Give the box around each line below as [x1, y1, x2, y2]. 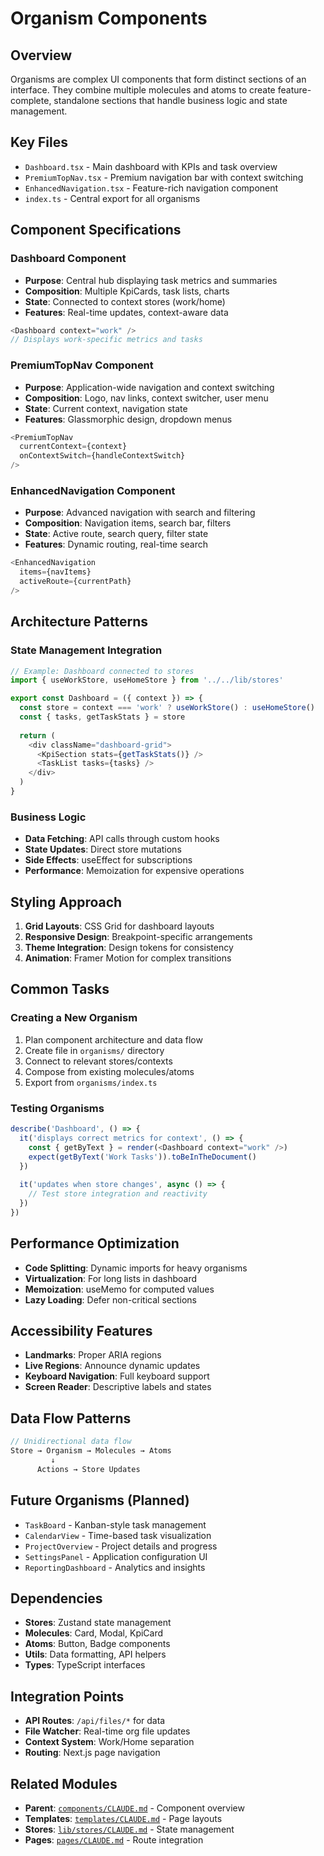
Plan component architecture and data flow [24, 1033, 203, 1046]
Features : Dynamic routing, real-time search [24, 538, 209, 551]
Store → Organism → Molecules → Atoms [10, 1446, 172, 1456]
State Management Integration [10, 643, 163, 657]
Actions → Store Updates [36, 1464, 141, 1474]
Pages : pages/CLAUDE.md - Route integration [24, 1833, 204, 1846]
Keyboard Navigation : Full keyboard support [24, 1370, 210, 1382]
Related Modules [10, 1775, 118, 1792]
